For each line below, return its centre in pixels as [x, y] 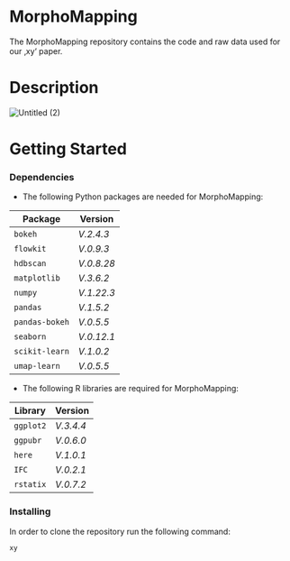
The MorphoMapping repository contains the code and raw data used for [145, 41]
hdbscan [30, 264]
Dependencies [42, 177]
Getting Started [68, 149]
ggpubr [28, 441]
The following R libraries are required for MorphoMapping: [130, 389]
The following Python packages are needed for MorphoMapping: [143, 197]
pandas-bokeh [42, 322]
